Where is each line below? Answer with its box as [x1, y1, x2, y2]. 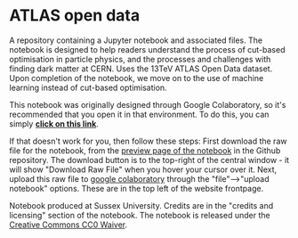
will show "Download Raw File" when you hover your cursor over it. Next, [9, 164, 278, 175]
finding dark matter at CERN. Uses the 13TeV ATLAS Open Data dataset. [9, 63, 273, 74]
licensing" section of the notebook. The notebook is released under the [9, 209, 270, 220]
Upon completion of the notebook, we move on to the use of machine [9, 72, 264, 83]
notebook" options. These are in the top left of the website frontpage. [9, 183, 264, 193]
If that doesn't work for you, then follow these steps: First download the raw [9, 135, 287, 146]
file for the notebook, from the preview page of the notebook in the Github [9, 144, 281, 156]
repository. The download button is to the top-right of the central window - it [9, 154, 290, 165]
